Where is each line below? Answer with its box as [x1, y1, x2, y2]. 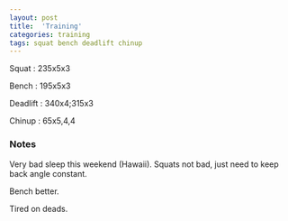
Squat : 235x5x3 [9, 63, 70, 74]
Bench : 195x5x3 [9, 80, 71, 91]
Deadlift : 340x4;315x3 [9, 98, 94, 109]
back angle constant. [9, 168, 87, 179]
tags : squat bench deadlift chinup [9, 38, 143, 48]
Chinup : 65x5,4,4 [9, 115, 76, 126]
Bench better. [9, 186, 60, 197]
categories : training [9, 30, 91, 39]
